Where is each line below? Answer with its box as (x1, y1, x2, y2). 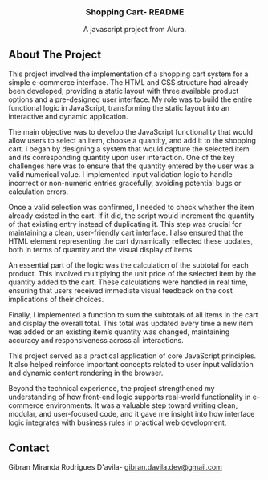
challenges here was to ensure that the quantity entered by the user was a (8, 161, 254, 171)
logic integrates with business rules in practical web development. (8, 417, 227, 427)
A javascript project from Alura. (83, 25, 187, 34)
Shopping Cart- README (85, 6, 185, 18)
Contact (8, 441, 50, 454)
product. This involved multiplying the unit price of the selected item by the (8, 269, 257, 279)
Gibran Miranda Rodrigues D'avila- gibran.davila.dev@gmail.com (8, 462, 223, 471)
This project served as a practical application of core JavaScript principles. (8, 351, 257, 361)
